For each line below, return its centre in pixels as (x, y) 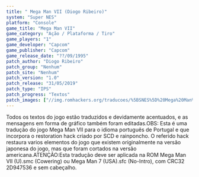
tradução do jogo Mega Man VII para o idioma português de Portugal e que (98, 129)
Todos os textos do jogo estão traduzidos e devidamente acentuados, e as (97, 117)
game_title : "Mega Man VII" (41, 28)
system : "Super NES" (32, 17)
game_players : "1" (29, 39)
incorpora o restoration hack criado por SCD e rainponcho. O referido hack (97, 136)
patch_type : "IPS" (29, 89)
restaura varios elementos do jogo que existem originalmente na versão (94, 142)
